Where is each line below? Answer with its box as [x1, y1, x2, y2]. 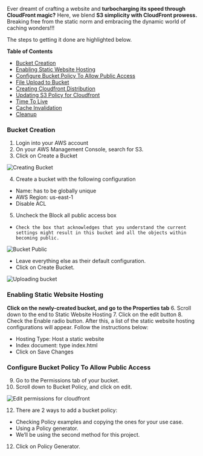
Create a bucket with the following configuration [15, 176, 136, 183]
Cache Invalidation [15, 104, 62, 111]
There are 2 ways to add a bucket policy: [15, 407, 117, 414]
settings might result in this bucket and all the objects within [15, 230, 187, 236]
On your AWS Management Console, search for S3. [15, 146, 144, 153]
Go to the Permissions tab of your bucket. [15, 376, 120, 384]
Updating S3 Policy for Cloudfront [15, 92, 100, 98]
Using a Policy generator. [15, 425, 79, 432]
